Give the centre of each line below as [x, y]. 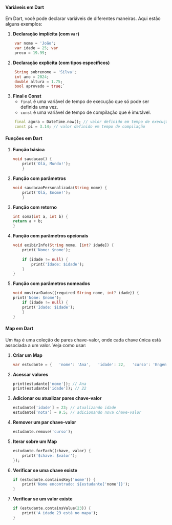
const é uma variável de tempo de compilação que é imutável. [85, 112]
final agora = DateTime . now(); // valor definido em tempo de [82, 122]
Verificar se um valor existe [42, 499]
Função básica [29, 150]
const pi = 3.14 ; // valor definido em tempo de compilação [80, 127]
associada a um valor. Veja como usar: [46, 345]
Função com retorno [35, 207]
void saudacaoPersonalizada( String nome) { [60, 188]
